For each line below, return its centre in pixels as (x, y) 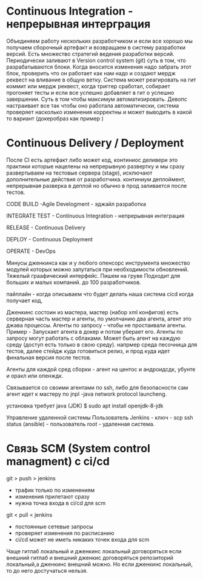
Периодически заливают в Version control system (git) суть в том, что (96, 60)
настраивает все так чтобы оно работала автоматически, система (93, 105)
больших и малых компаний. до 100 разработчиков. (74, 282)
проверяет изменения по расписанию (65, 533)
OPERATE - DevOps (31, 251)
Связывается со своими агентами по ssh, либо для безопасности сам (97, 387)
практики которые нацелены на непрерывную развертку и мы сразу (95, 166)
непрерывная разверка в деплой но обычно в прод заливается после (97, 185)
